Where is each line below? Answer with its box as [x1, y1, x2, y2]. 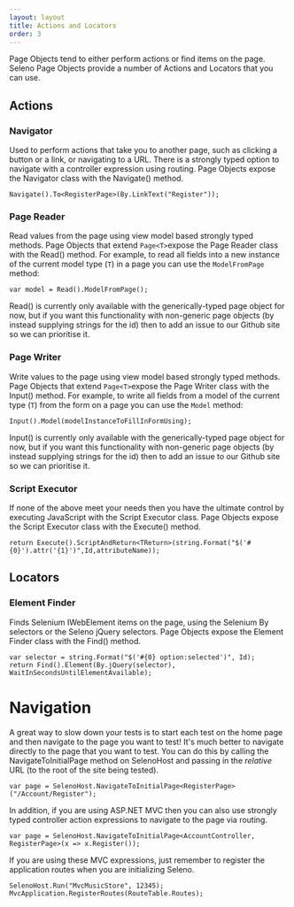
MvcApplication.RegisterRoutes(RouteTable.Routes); [9, 888, 204, 898]
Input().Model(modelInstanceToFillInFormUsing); [9, 417, 192, 426]
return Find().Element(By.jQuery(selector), [9, 660, 176, 669]
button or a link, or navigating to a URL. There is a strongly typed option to [9, 154, 280, 165]
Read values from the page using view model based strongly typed [9, 231, 254, 242]
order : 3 [9, 29, 42, 38]
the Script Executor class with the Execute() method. [9, 521, 201, 532]
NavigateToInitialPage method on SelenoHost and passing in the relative [9, 755, 273, 765]
